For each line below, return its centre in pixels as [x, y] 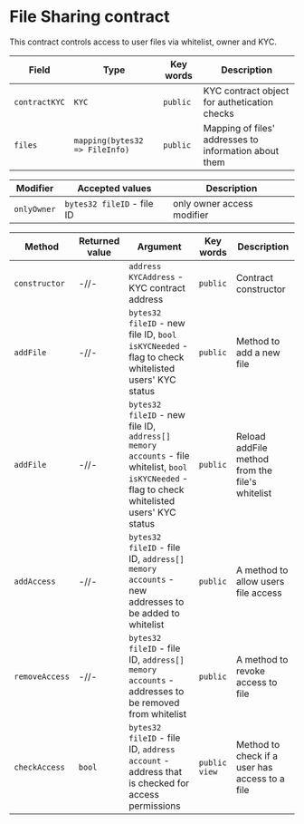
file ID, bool [152, 334]
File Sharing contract [90, 17]
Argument [160, 247]
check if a [257, 756]
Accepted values [114, 188]
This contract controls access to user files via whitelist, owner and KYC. [143, 42]
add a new [258, 353]
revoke [250, 671]
